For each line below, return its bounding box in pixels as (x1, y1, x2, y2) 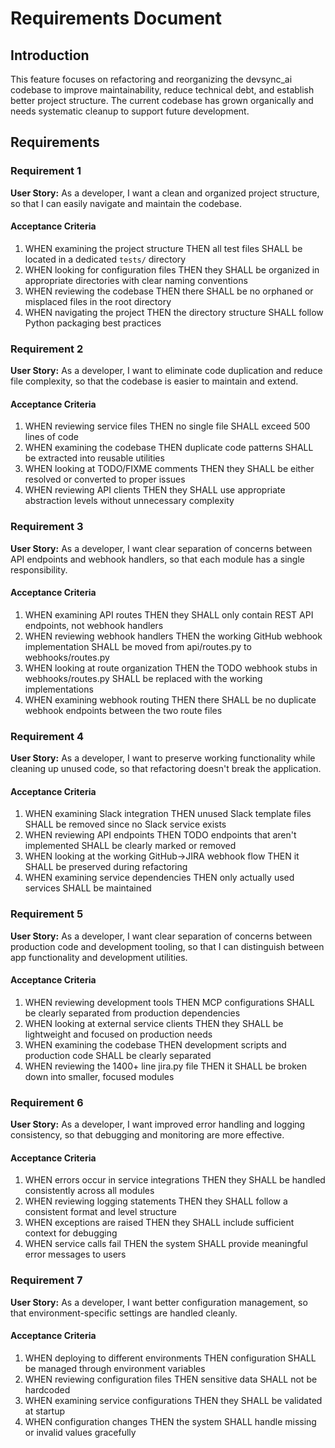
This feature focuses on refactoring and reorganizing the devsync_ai (10, 73, 293, 85)
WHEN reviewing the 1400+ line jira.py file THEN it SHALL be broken (24, 1060, 308, 1072)
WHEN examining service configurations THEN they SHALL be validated (24, 1394, 323, 1406)
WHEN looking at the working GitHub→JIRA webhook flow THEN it (24, 850, 300, 862)
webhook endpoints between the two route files (24, 704, 223, 716)
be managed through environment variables (24, 1362, 206, 1374)
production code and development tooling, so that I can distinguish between (10, 940, 325, 952)
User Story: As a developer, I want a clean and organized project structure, (10, 187, 320, 199)
